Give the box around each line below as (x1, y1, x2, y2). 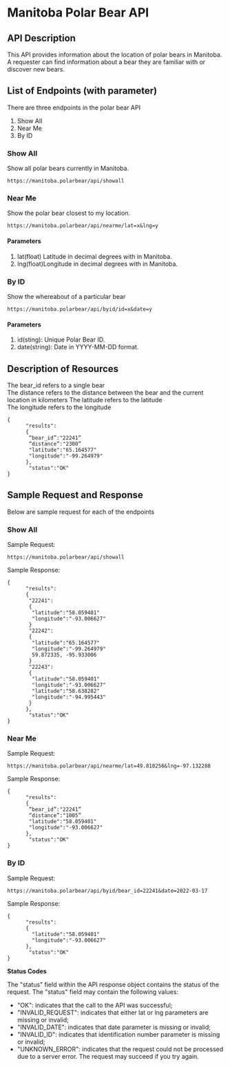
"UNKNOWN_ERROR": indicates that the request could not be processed (17, 1045, 224, 1053)
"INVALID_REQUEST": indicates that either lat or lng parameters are (17, 1008, 209, 1017)
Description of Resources (7, 363, 119, 375)
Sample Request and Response (7, 489, 143, 501)
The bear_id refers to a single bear (7, 381, 105, 389)
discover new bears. (7, 65, 65, 73)
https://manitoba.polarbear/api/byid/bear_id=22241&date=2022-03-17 (7, 887, 208, 894)
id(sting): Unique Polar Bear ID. (17, 335, 105, 344)
